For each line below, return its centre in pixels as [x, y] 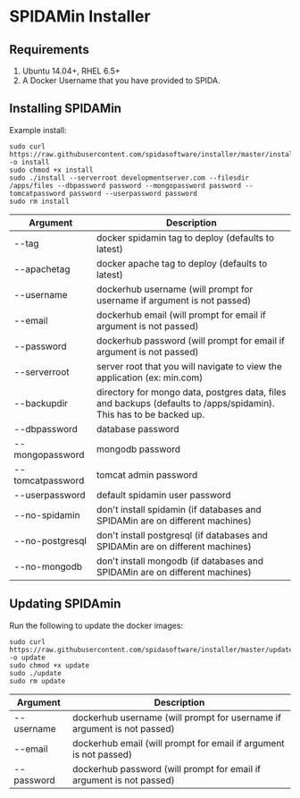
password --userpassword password [133, 193]
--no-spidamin [47, 514]
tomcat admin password [147, 474]
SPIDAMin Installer [80, 17]
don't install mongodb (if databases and [180, 561]
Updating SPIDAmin [65, 604]
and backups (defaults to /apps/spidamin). [186, 403]
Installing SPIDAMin [66, 109]
